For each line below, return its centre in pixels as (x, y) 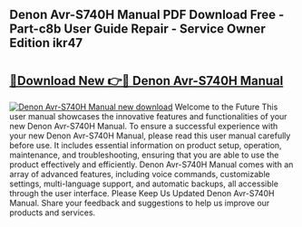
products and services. (53, 213)
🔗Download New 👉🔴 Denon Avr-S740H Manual (146, 80)
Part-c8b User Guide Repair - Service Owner (137, 29)
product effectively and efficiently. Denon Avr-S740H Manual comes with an (151, 165)
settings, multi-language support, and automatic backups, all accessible (144, 184)
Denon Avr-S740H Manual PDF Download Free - (147, 15)
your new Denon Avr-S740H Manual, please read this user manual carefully (150, 136)
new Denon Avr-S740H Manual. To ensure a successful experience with (144, 126)
